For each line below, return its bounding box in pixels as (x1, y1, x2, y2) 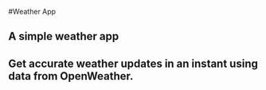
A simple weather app (8, 29, 119, 43)
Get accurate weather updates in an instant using (8, 57, 259, 70)
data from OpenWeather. (8, 69, 134, 83)
